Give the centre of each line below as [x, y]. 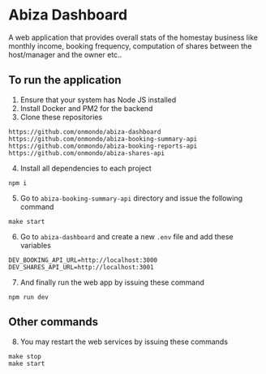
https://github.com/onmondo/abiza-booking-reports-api [103, 146]
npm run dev [28, 297]
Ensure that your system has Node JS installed [98, 100]
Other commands [54, 322]
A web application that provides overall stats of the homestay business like [133, 37]
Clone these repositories [61, 117]
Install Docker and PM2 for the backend [86, 108]
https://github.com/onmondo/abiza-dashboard [85, 131]
